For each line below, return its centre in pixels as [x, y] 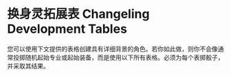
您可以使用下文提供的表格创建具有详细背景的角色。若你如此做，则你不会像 [112, 49]
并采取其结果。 [28, 66]
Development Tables [67, 29]
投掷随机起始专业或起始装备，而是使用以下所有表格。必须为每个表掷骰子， [118, 57]
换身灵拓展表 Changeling [78, 14]
